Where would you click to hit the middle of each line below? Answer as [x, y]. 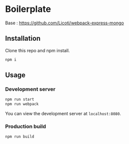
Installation [23, 38]
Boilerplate [28, 9]
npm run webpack [22, 104]
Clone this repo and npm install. [38, 50]
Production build [26, 126]
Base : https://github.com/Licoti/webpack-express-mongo [64, 23]
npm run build [20, 137]
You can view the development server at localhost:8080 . [63, 114]
